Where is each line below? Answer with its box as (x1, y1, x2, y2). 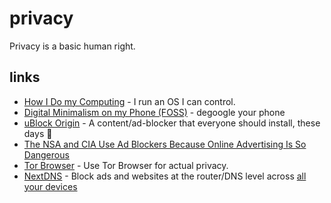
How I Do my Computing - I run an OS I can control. (23, 95, 236, 107)
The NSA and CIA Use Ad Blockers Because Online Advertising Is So (23, 138, 307, 150)
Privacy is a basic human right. (9, 40, 136, 52)
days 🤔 (23, 127, 53, 139)
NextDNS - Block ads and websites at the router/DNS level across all (23, 170, 307, 182)
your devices (23, 180, 78, 192)
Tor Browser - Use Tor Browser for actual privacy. (23, 159, 229, 171)
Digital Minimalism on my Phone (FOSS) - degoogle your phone (23, 106, 286, 118)
